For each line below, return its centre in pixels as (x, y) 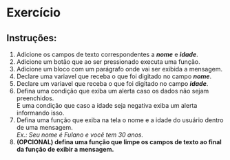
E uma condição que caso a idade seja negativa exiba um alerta (107, 105)
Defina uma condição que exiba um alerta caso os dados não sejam (113, 91)
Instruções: (32, 38)
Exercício (34, 13)
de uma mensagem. (44, 127)
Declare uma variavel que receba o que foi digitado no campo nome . (114, 76)
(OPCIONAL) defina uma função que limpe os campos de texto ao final (119, 142)
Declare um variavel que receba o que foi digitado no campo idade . (112, 83)
